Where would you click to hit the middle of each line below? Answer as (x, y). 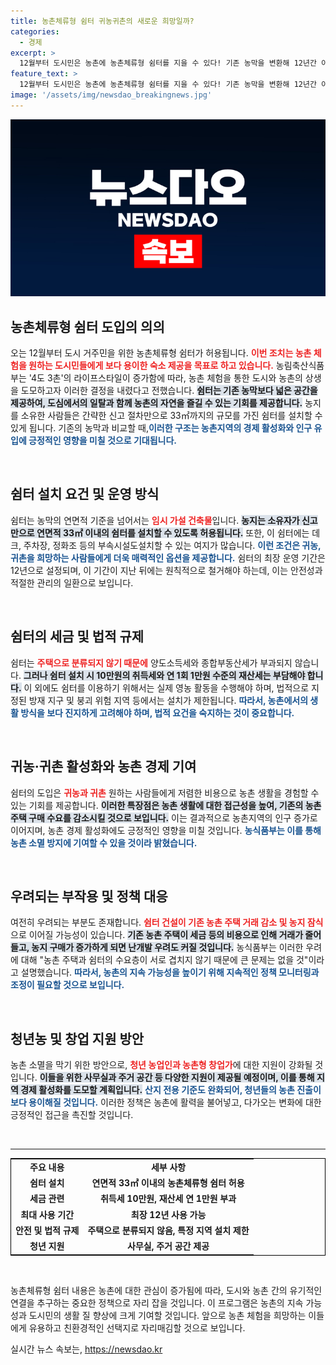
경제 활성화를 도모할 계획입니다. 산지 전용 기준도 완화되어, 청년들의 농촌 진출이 (171, 1090)
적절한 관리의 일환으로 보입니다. (72, 582)
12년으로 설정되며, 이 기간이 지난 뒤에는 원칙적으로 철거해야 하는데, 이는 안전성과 (166, 570)
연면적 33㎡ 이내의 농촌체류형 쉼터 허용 (168, 1183)
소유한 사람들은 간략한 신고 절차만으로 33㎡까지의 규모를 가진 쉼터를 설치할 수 (171, 416)
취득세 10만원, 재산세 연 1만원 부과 (168, 1199)
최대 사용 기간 (47, 1214)
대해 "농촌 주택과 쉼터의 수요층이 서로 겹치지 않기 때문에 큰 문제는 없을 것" (164, 960)
